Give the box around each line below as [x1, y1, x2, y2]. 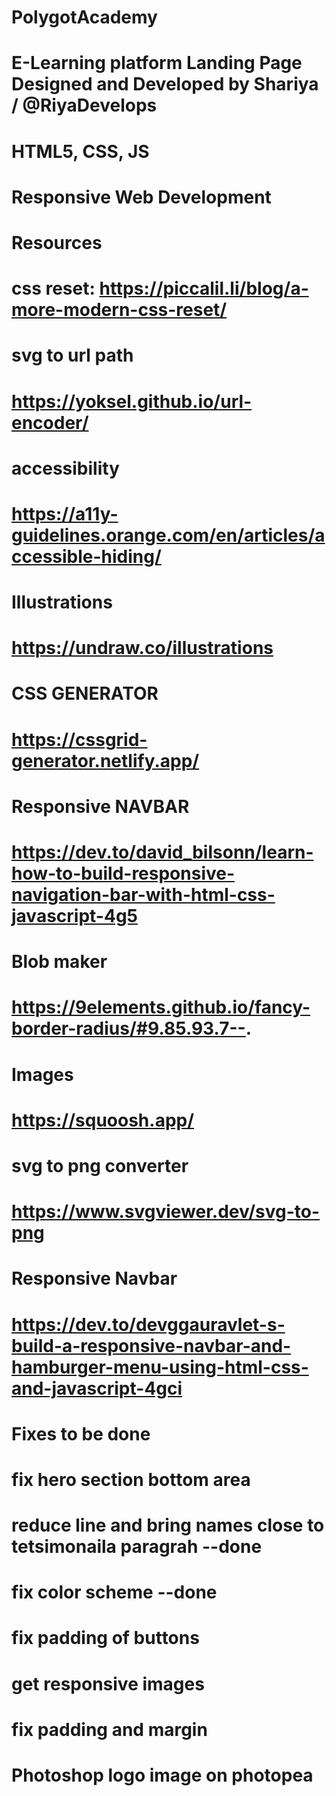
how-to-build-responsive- [11, 862, 236, 885]
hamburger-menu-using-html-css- [11, 1356, 309, 1378]
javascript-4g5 [11, 905, 138, 927]
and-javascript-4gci [11, 1377, 183, 1400]
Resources [11, 231, 103, 254]
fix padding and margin [11, 1718, 208, 1741]
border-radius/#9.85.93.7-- [11, 1017, 246, 1040]
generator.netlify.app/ [11, 749, 200, 772]
